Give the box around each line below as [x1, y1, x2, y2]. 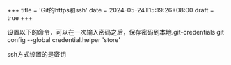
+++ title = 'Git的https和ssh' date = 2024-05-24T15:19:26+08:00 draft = [7, 6, 214, 14]
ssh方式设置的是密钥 [7, 50, 67, 58]
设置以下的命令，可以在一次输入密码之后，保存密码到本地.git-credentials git [7, 28, 225, 36]
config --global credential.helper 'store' [7, 36, 120, 44]
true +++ [7, 14, 33, 22]
